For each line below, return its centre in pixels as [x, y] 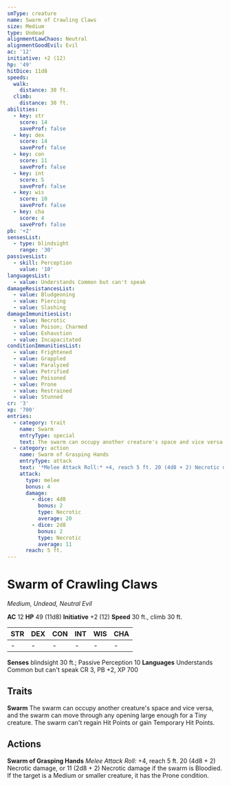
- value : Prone [35, 384]
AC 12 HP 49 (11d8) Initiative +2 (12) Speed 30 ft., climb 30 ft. [95, 617]
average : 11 [55, 544]
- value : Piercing [40, 301]
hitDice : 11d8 [27, 71]
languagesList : [29, 276]
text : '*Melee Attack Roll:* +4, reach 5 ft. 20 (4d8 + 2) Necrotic [120, 468]
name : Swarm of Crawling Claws [52, 20]
